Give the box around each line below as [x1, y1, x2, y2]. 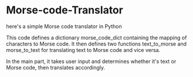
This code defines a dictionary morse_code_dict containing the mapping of [6, 34, 187, 41]
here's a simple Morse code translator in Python [6, 23, 122, 30]
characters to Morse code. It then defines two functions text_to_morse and [6, 40, 187, 47]
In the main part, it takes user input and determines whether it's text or [6, 58, 177, 65]
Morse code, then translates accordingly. [6, 64, 106, 71]
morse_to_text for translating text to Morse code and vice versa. [6, 46, 161, 53]
